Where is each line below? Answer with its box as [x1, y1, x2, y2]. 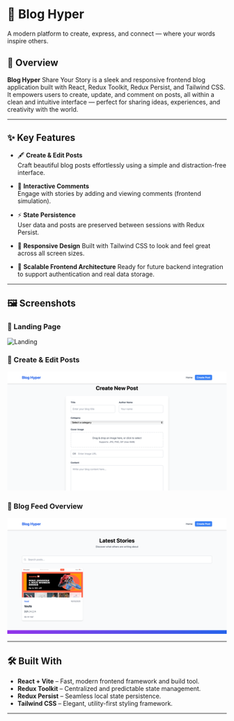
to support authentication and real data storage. [17, 270, 155, 278]
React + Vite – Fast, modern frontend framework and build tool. [17, 677, 200, 685]
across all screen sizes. [17, 249, 85, 257]
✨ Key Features [7, 132, 75, 144]
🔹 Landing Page [7, 321, 61, 331]
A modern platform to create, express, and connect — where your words [7, 29, 216, 38]
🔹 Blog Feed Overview [7, 501, 84, 511]
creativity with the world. [7, 105, 79, 114]
